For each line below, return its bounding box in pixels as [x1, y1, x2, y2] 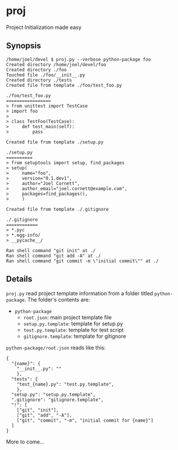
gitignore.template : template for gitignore [23, 332, 126, 340]
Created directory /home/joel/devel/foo [6, 61, 107, 67]
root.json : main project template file [23, 314, 112, 321]
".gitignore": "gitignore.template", [11, 397, 104, 403]
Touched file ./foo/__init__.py [6, 72, 85, 78]
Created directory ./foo [6, 67, 67, 73]
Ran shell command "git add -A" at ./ [6, 253, 101, 259]
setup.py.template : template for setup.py [23, 320, 123, 327]
